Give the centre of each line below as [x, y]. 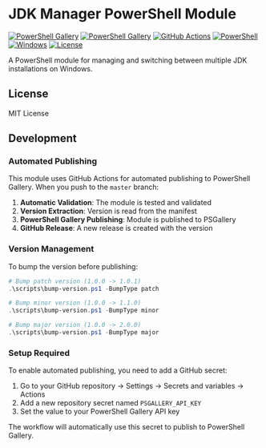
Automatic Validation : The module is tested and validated [116, 203]
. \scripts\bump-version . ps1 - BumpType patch [84, 289]
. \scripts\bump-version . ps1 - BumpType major [84, 333]
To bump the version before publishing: [73, 266]
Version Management [51, 249]
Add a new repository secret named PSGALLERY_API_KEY [111, 403]
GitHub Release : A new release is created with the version [117, 228]
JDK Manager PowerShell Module [122, 14]
